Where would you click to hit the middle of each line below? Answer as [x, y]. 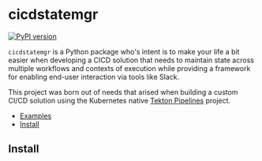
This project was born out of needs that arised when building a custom [123, 92]
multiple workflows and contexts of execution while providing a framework [129, 68]
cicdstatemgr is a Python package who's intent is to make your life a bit [124, 51]
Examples [36, 115]
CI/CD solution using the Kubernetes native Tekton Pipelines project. [120, 100]
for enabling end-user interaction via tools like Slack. [94, 77]
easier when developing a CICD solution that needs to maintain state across [131, 60]
